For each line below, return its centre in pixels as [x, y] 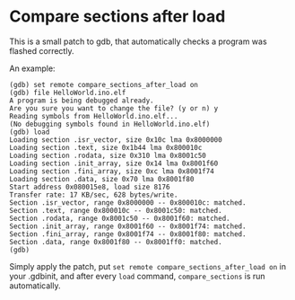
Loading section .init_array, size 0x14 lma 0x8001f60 [114, 163]
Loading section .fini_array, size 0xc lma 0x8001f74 [112, 171]
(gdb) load [30, 132]
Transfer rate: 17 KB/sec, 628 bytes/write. [94, 195]
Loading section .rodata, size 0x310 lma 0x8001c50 [108, 155]
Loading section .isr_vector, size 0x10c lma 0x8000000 [116, 140]
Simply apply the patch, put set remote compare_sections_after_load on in [148, 266]
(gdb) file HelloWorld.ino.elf [68, 93]
